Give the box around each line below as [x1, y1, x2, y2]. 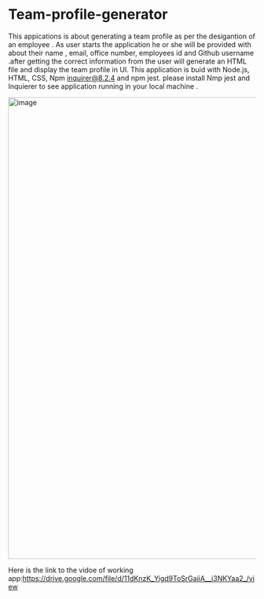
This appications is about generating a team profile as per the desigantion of [8, 31, 255, 41]
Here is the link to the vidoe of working [8, 565, 134, 575]
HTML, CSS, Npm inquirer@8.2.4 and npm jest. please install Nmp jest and [8, 73, 250, 82]
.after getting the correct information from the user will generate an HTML [8, 57, 247, 66]
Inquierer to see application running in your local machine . [8, 81, 199, 91]
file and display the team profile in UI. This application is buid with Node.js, [8, 64, 250, 74]
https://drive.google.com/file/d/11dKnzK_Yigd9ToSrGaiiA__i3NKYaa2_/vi [22, 573, 255, 583]
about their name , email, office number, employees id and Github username [8, 48, 255, 57]
